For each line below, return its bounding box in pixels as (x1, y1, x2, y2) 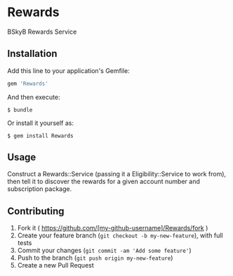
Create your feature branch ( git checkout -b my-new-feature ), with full (17, 231, 223, 239)
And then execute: (7, 93, 60, 101)
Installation (7, 48, 58, 60)
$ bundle (7, 106, 33, 113)
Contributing (7, 205, 65, 217)
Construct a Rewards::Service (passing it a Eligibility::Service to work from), (7, 170, 227, 178)
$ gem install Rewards (7, 132, 74, 139)
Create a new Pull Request (17, 261, 95, 270)
